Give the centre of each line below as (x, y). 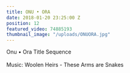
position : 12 (23, 23)
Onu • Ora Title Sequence (39, 52)
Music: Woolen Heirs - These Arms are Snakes (65, 65)
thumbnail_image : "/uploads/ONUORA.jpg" (59, 35)
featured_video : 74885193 (39, 29)
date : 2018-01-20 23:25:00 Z (43, 18)
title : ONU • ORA (28, 12)
